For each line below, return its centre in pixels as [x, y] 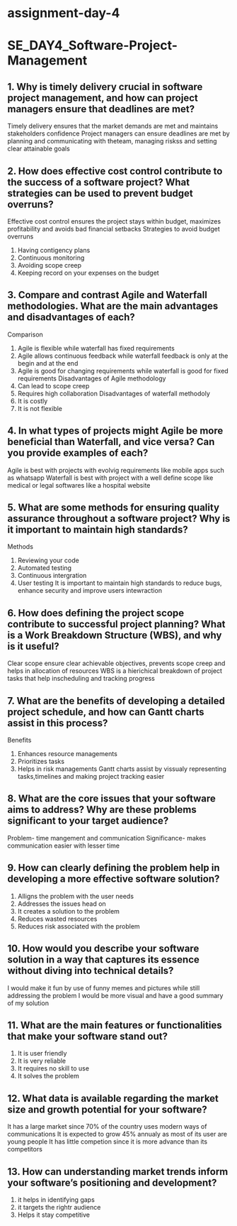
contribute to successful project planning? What [116, 624]
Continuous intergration [52, 576]
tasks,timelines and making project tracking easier [91, 777]
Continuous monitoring [51, 258]
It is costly [33, 401]
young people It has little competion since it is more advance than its [107, 1142]
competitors [25, 1149]
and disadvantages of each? [71, 317]
